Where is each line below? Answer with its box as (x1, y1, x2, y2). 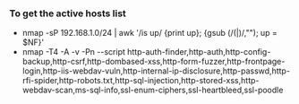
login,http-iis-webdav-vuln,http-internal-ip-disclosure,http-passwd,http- (21, 65, 291, 76)
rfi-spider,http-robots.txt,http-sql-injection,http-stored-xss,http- (21, 75, 260, 86)
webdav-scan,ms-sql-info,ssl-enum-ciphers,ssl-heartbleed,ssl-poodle (21, 84, 284, 96)
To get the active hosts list (9, 7, 127, 20)
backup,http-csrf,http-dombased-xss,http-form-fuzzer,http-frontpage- (21, 56, 286, 67)
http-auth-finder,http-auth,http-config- (126, 47, 271, 57)
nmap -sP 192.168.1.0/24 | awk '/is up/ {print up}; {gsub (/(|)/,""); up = (21, 28, 278, 39)
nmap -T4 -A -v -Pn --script (21, 47, 125, 57)
